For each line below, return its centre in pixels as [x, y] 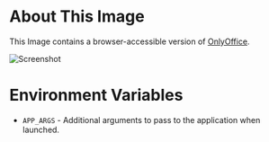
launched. [41, 129]
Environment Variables [96, 95]
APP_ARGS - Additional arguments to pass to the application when [141, 120]
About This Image [77, 17]
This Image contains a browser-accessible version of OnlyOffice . [130, 41]
